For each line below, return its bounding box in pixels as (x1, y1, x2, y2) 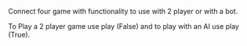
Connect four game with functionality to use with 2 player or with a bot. (8, 7, 238, 16)
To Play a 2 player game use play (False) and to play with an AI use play (8, 22, 239, 30)
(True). (8, 30, 31, 39)
